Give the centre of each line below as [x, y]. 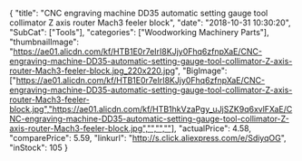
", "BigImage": [201, 71]
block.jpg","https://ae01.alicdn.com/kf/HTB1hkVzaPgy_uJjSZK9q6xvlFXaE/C [151, 109]
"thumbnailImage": [44, 42]
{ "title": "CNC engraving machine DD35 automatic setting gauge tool [139, 13]
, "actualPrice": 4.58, [213, 128]
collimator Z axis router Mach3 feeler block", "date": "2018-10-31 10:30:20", [151, 23]
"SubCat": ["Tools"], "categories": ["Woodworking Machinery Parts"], [139, 32]
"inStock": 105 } [39, 147]
